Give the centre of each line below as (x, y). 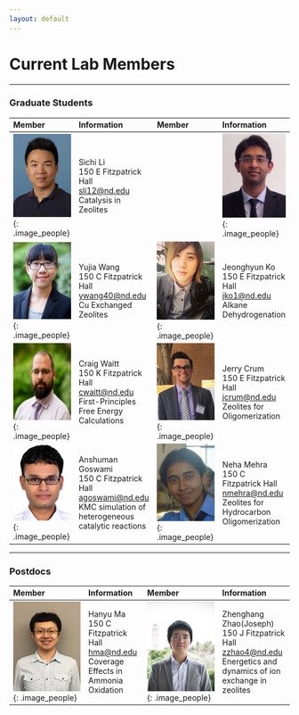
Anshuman (98, 460)
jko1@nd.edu (246, 295)
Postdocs (30, 571)
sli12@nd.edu (105, 191)
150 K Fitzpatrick (110, 373)
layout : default (39, 19)
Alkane (235, 305)
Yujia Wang (99, 267)
